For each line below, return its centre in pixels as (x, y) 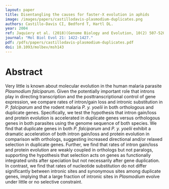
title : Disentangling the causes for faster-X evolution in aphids (77, 15)
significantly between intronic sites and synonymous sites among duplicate (83, 171)
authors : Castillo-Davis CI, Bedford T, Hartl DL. (59, 24)
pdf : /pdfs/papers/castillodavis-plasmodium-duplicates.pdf (70, 43)
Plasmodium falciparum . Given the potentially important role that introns (80, 91)
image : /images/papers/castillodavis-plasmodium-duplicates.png (74, 19)
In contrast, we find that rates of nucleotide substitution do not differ (76, 165)
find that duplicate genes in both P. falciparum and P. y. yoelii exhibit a (78, 128)
